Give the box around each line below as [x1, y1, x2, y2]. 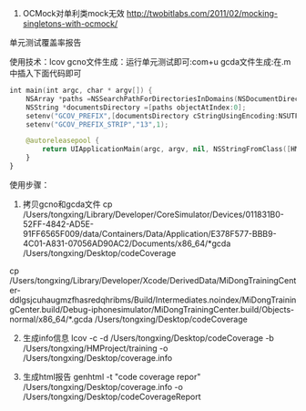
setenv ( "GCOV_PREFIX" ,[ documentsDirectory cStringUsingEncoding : [25, 111, 280, 120]
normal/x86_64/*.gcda [9, 313, 93, 324]
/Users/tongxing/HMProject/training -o [22, 343, 168, 354]
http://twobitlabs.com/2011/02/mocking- [126, 8, 278, 18]
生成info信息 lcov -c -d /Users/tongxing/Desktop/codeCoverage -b [22, 332, 275, 344]
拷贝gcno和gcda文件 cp [22, 199, 113, 210]
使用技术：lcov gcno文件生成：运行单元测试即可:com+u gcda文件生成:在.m [9, 57, 291, 67]
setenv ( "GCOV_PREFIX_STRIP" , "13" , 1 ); [25, 119, 169, 129]
